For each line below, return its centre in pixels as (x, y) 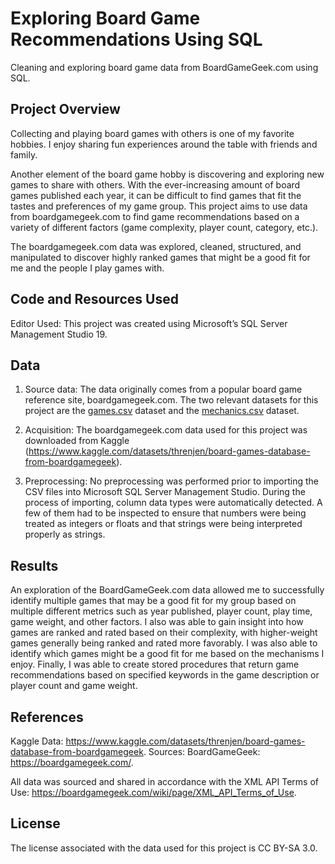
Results (34, 565)
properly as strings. (65, 534)
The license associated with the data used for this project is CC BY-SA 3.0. (164, 848)
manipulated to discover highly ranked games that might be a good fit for (160, 257)
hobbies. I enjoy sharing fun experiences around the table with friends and (164, 144)
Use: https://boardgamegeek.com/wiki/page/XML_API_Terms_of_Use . (153, 792)
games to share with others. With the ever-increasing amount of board (155, 184)
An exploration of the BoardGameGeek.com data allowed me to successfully (167, 590)
